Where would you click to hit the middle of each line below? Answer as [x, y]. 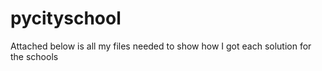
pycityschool [66, 18]
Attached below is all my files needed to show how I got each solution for [161, 46]
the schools [34, 56]
